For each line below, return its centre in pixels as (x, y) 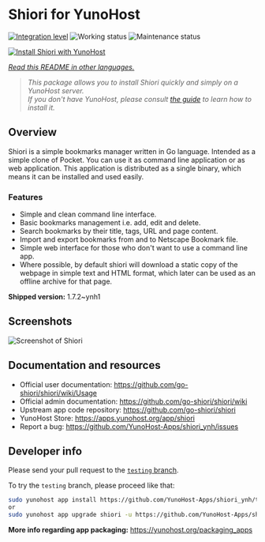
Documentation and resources (84, 365)
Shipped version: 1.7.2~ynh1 (54, 297)
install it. (41, 107)
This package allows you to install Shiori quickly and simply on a (133, 82)
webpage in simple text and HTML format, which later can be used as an (138, 273)
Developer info (45, 452)
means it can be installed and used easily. (76, 176)
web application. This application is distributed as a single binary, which (125, 168)
